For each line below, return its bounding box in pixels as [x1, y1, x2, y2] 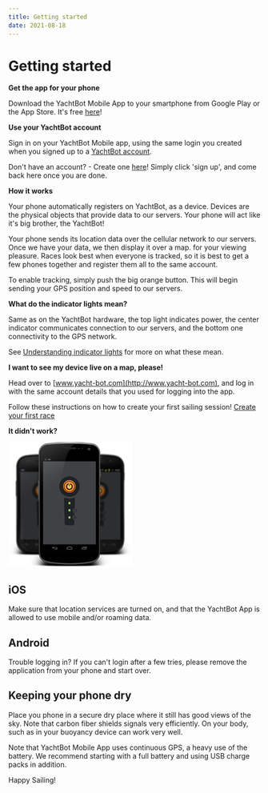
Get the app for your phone [8, 83, 100, 93]
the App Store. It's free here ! [8, 107, 102, 117]
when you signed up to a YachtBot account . [8, 146, 152, 156]
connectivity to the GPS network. [8, 332, 118, 342]
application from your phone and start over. [8, 666, 152, 675]
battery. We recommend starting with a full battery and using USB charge [8, 751, 250, 760]
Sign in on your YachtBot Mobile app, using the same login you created [8, 138, 242, 148]
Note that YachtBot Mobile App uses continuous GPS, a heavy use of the [8, 743, 248, 752]
